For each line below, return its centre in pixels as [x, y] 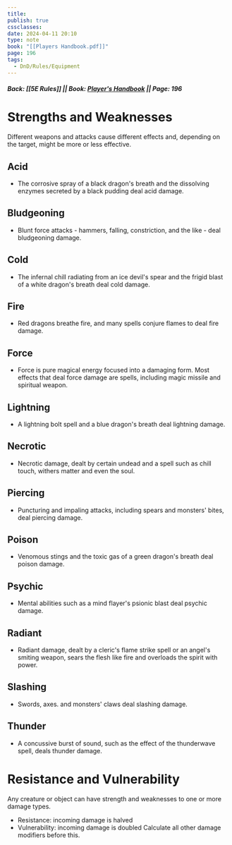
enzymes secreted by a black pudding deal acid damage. [101, 190]
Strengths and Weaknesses [90, 117]
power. [28, 665]
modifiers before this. [49, 835]
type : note [23, 40]
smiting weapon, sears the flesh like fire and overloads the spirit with [117, 657]
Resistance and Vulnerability [93, 779]
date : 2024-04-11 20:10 [42, 34]
